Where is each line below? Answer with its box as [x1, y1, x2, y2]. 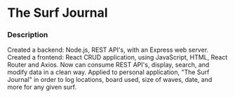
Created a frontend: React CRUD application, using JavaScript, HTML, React [7, 53, 228, 62]
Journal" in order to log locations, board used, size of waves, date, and [7, 76, 213, 84]
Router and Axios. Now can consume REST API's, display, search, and [7, 61, 210, 69]
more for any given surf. [7, 83, 77, 92]
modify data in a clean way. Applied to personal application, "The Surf [7, 68, 210, 76]
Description [7, 30, 48, 40]
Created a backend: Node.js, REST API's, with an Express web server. [7, 45, 209, 54]
